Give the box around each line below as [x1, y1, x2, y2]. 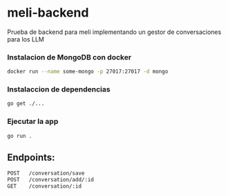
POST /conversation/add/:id [7, 177, 95, 184]
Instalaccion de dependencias [7, 84, 111, 94]
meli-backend [7, 5, 89, 21]
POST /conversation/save [7, 170, 85, 177]
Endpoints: [7, 151, 55, 163]
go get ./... [7, 100, 45, 107]
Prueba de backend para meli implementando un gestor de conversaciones [7, 28, 222, 36]
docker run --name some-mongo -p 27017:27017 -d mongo [7, 68, 169, 75]
